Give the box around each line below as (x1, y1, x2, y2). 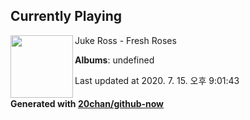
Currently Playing (10, 8, 123, 25)
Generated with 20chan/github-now (10, 98, 165, 110)
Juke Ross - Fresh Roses (74, 34, 177, 46)
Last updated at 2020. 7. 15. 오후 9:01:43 (74, 74, 240, 86)
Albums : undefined (74, 54, 155, 66)
